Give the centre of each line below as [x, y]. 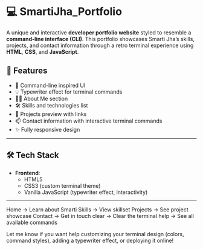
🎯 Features [27, 71]
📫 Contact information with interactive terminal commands [89, 121]
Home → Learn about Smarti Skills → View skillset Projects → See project [97, 210]
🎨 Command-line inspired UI [50, 85]
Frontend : [27, 173]
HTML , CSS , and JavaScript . [43, 51]
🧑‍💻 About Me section [41, 98]
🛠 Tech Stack [33, 155]
